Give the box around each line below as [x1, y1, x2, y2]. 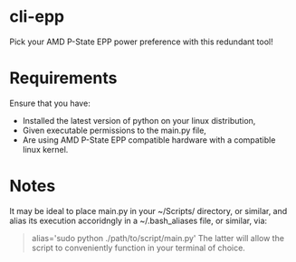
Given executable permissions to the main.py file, [22, 125, 206, 136]
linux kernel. [22, 144, 69, 154]
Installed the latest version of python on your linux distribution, [22, 115, 256, 126]
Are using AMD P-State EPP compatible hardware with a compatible [22, 134, 276, 145]
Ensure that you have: [9, 98, 91, 108]
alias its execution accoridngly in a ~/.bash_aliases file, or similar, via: [9, 215, 268, 226]
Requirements [9, 68, 118, 89]
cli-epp [9, 6, 65, 27]
